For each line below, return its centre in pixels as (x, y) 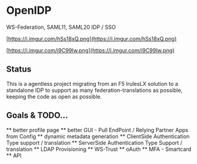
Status (19, 69)
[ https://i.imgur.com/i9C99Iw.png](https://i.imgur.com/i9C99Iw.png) (90, 50)
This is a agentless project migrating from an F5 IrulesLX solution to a (92, 84)
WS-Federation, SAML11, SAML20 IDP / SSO (61, 27)
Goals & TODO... (37, 116)
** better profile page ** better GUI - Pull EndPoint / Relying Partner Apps (97, 130)
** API (14, 155)
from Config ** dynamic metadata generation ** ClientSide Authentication (98, 136)
